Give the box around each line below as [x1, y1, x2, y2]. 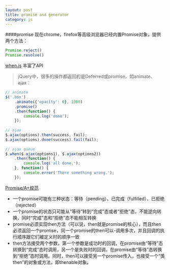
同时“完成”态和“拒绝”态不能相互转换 [21, 215, 96, 221]
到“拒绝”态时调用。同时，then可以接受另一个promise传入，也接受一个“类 [12, 253, 165, 259]
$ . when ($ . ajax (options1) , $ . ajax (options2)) [5, 151, 101, 157]
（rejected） [12, 202, 39, 208]
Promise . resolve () [5, 53, 44, 58]
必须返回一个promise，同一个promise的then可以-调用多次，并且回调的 [12, 227, 160, 233]
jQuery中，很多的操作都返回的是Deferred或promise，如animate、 [17, 73, 155, 79]
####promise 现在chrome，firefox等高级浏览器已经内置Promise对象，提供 [5, 32, 161, 38]
